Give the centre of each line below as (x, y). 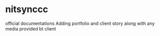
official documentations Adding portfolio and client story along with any (80, 23)
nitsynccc (27, 9)
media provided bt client (31, 28)
